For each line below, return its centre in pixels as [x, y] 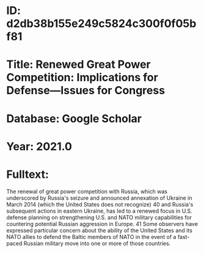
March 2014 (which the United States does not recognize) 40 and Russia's [100, 204]
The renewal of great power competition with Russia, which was [87, 191]
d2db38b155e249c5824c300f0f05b [101, 24]
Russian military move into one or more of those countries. [97, 243]
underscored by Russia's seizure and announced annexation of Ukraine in [99, 198]
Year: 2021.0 [39, 146]
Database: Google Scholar [74, 118]
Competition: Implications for [82, 78]
